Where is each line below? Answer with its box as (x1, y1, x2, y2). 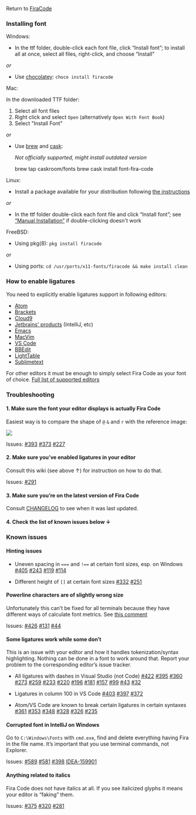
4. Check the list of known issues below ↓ (6, 518, 111, 525)
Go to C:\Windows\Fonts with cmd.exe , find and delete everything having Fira (6, 734, 189, 742)
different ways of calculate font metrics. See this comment (6, 611, 148, 618)
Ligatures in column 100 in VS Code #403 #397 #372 (14, 690, 143, 698)
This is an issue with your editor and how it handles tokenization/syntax (6, 649, 179, 656)
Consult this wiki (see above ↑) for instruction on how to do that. (6, 467, 163, 474)
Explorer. (6, 747, 28, 754)
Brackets (14, 308, 36, 315)
